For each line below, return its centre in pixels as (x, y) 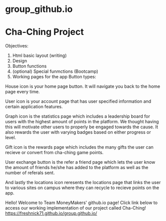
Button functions (29, 66)
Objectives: (17, 46)
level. (11, 138)
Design (20, 61)
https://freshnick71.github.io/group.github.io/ (51, 214)
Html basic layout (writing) (39, 55)
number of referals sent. (30, 173)
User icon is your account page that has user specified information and (78, 101)
